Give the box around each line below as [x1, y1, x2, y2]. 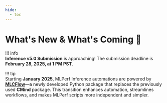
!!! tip [5, 71, 16, 77]
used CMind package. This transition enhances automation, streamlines [5, 86, 154, 93]
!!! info [5, 50, 19, 56]
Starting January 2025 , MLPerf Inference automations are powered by [5, 76, 151, 82]
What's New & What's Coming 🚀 [5, 34, 141, 45]
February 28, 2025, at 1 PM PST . [5, 61, 74, 67]
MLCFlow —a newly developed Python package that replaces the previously [5, 81, 162, 87]
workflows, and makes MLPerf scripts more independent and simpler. [5, 92, 149, 98]
